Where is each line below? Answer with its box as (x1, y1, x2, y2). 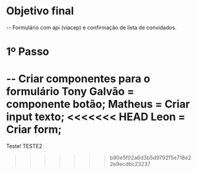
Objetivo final (6, 4, 74, 18)
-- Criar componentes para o (6, 72, 151, 86)
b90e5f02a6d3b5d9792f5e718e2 (110, 154, 192, 162)
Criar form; (6, 123, 62, 137)
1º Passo (6, 45, 49, 58)
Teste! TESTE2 (6, 143, 43, 150)
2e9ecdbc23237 (110, 160, 151, 168)
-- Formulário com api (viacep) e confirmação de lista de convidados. (6, 24, 177, 31)
